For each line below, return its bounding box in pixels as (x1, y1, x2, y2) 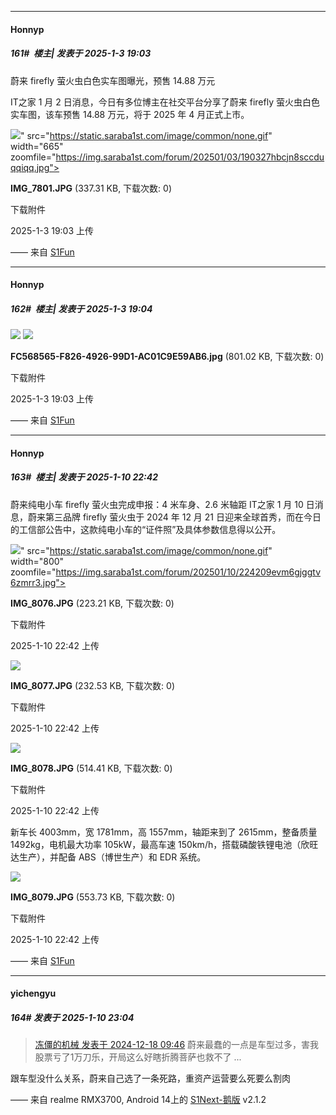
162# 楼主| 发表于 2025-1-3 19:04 (10, 302, 153, 315)
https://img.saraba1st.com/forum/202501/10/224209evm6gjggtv (55, 566, 321, 578)
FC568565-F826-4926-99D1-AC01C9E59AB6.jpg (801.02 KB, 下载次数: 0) (10, 351, 325, 363)
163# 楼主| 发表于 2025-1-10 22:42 (10, 471, 159, 483)
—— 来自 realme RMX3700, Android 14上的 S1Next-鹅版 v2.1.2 (10, 1094, 267, 1106)
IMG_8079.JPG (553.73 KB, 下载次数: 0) (10, 891, 176, 903)
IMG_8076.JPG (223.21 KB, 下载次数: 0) (10, 597, 175, 609)
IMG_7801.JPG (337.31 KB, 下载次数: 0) (10, 182, 173, 194)
